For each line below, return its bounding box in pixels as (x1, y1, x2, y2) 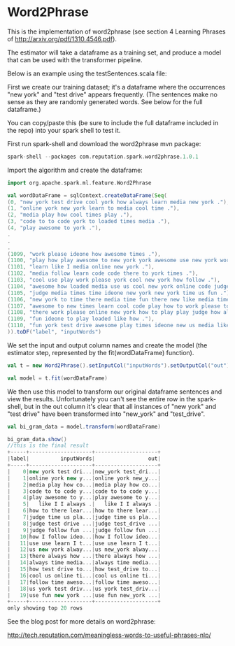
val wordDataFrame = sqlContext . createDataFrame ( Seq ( (7, 192, 168, 199)
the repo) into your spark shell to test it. (7, 126, 121, 134)
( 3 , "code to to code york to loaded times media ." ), (7, 218, 171, 225)
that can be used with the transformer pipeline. (7, 55, 143, 64)
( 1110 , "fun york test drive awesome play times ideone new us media (7, 322, 215, 329)
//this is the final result (7, 442, 90, 450)
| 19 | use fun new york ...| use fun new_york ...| (7, 591, 161, 598)
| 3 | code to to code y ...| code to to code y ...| (7, 487, 161, 495)
